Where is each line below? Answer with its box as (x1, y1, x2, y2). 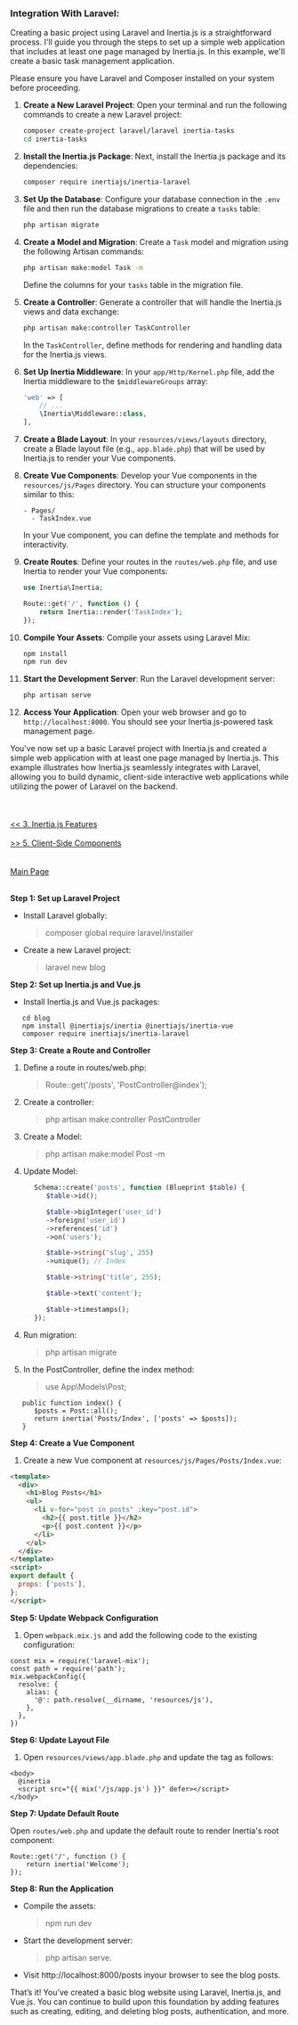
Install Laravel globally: (22, 910, 108, 921)
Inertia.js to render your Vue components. (22, 453, 176, 463)
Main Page (10, 866, 50, 877)
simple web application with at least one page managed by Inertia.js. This (10, 752, 279, 764)
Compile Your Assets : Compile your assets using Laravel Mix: (22, 632, 251, 643)
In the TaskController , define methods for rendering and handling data (22, 340, 283, 350)
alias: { (26, 1687, 59, 1696)
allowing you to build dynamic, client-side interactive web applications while (10, 772, 289, 783)
